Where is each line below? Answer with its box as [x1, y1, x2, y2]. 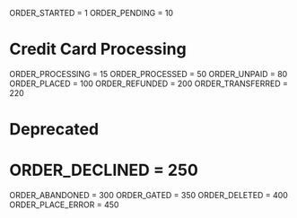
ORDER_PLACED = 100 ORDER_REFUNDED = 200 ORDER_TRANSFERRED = [9, 78, 289, 89]
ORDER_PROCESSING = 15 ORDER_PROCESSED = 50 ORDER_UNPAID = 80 [9, 68, 288, 79]
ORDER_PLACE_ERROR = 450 [9, 199, 119, 210]
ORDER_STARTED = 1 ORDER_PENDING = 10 [9, 8, 173, 18]
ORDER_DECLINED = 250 [9, 161, 199, 180]
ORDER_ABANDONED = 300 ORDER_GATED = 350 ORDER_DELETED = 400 [9, 190, 289, 201]
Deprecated [9, 119, 100, 140]
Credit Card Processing [9, 39, 187, 59]
